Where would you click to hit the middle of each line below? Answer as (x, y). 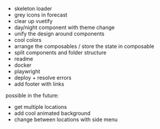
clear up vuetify (33, 21)
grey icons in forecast (41, 15)
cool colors (28, 40)
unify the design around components (59, 34)
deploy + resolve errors (43, 78)
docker (23, 65)
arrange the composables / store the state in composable (84, 46)
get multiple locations (41, 107)
